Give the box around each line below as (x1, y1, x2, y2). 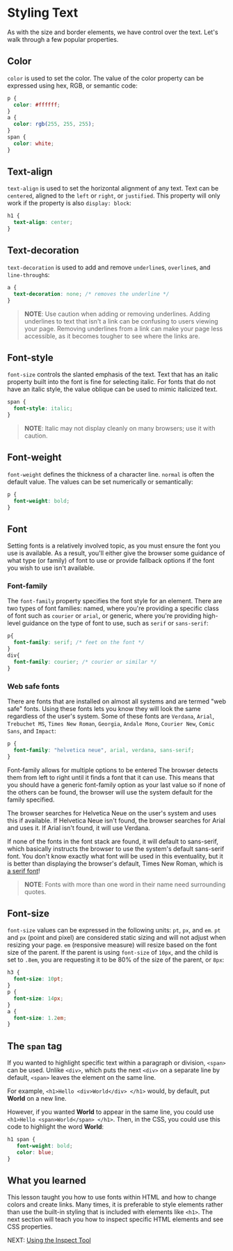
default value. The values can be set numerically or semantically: (7, 477, 193, 486)
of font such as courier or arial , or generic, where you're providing (7, 612, 202, 620)
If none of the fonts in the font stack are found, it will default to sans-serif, (7, 837, 219, 845)
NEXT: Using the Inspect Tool (7, 1236, 92, 1245)
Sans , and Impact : (7, 727, 57, 735)
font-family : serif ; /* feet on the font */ (13, 639, 145, 646)
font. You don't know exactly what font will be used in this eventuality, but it (7, 852, 224, 860)
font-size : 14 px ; (13, 995, 64, 1002)
